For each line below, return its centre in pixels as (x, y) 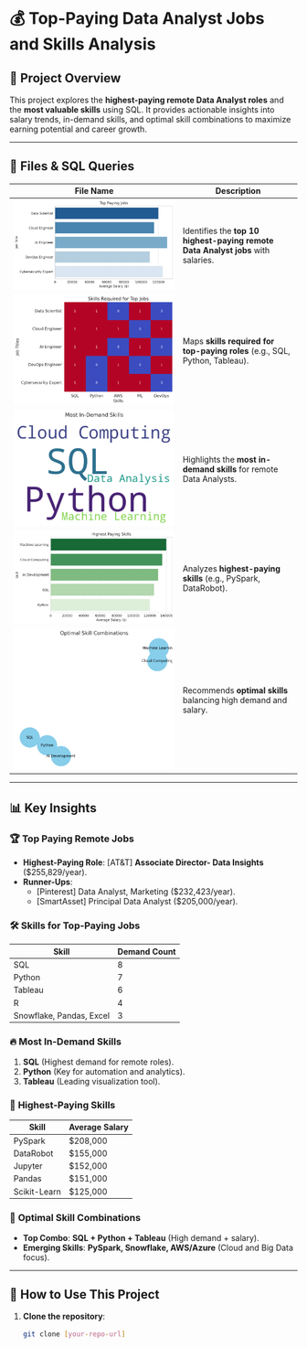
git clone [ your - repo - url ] (74, 1334)
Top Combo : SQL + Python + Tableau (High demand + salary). (141, 1237)
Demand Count (147, 951)
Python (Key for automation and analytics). (104, 1071)
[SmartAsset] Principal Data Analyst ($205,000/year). (137, 901)
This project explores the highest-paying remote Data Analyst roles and (147, 100)
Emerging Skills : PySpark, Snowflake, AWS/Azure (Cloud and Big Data (158, 1247)
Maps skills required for (228, 341)
